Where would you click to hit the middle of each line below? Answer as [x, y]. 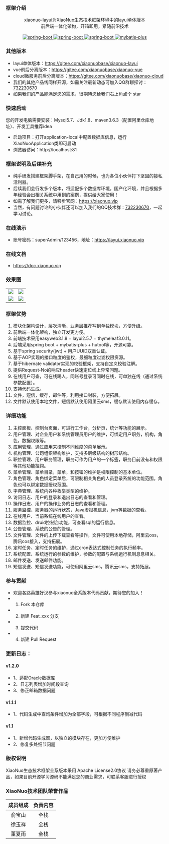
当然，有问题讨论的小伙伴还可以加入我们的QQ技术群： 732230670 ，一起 [88, 207]
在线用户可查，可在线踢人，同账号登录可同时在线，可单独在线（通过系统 [88, 376]
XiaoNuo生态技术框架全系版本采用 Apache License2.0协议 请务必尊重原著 [82, 770]
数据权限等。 [35, 440]
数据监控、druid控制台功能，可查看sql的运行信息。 [65, 522]
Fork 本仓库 [32, 604]
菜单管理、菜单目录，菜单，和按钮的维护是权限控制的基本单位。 [79, 472]
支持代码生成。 [28, 389]
